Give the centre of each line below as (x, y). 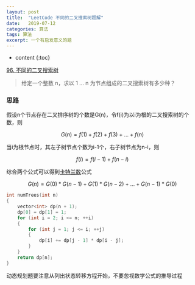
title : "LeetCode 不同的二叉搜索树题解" (55, 18)
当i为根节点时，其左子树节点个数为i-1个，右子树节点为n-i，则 (83, 147)
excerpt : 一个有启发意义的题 (39, 40)
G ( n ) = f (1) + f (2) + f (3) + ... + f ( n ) (102, 135)
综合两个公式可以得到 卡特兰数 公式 (49, 172)
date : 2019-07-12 (31, 23)
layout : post (23, 12)
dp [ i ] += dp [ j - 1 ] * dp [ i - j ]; (81, 241)
